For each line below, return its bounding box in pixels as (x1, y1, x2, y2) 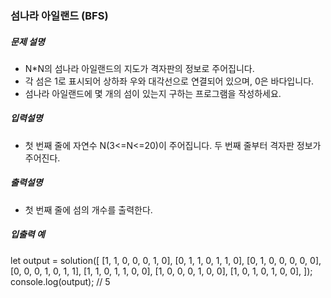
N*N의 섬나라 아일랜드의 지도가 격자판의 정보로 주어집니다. (24, 62, 255, 74)
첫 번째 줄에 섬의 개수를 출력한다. (24, 203, 153, 216)
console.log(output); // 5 (10, 275, 111, 287)
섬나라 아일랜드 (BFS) (10, 8, 109, 22)
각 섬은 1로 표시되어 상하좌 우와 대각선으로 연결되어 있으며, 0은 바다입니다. (24, 75, 315, 87)
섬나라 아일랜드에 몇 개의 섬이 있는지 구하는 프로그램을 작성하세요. (24, 87, 282, 99)
